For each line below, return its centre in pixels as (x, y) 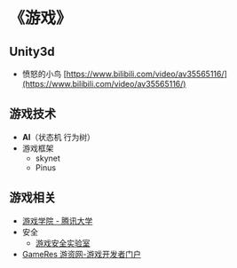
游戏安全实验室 (63, 243)
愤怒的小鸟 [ (44, 74)
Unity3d (32, 51)
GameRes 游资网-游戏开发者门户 (82, 254)
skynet (47, 158)
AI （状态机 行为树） (59, 137)
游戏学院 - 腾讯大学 (57, 221)
